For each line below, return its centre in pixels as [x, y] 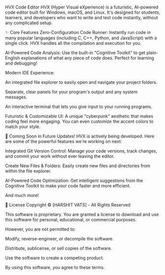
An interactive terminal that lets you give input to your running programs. [79, 106]
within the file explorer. [28, 171]
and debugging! [21, 63]
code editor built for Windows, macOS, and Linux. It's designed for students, [83, 12]
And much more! [22, 195]
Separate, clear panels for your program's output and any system [71, 92]
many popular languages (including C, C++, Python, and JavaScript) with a [81, 38]
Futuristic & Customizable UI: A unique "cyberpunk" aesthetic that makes [79, 116]
